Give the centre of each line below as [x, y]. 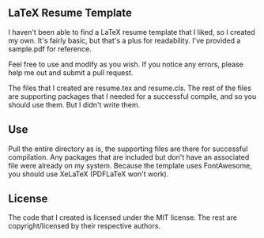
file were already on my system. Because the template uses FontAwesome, [130, 165]
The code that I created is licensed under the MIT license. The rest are [123, 217]
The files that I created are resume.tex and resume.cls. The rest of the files [130, 88]
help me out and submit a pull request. [71, 72]
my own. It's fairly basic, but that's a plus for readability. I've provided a [124, 40]
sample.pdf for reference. [50, 49]
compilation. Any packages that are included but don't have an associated [129, 157]
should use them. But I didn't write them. [74, 104]
